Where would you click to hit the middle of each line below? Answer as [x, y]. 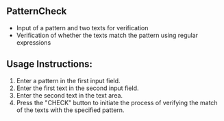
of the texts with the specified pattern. [70, 110]
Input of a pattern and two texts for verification [82, 27]
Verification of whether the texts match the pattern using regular [107, 35]
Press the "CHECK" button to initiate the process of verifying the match [117, 102]
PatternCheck [37, 11]
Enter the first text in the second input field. [77, 88]
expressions [34, 42]
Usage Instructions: [50, 64]
